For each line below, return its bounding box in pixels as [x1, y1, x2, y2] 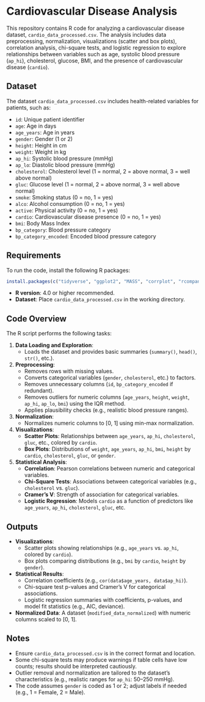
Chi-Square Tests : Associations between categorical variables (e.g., [24, 478, 197, 485]
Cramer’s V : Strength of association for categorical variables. [24, 491, 179, 499]
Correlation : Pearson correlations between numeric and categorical [24, 465, 195, 472]
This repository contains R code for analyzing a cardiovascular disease [6, 24, 185, 32]
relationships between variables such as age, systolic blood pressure [6, 50, 180, 57]
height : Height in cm [15, 142, 67, 149]
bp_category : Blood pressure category [15, 226, 111, 233]
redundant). [24, 387, 54, 395]
